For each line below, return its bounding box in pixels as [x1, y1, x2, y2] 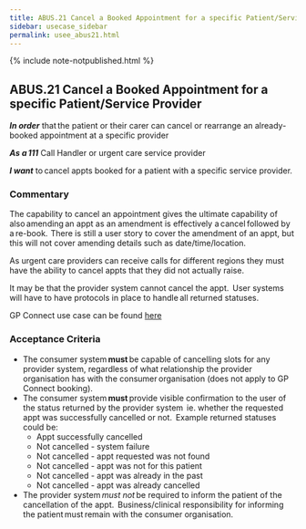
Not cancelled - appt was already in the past [36, 470, 203, 481]
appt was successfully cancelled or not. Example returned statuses [22, 411, 277, 422]
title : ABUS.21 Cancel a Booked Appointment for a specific [9, 13, 243, 23]
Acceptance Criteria [9, 333, 101, 346]
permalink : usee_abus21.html [9, 30, 120, 39]
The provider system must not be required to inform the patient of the [22, 489, 282, 500]
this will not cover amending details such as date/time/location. [9, 238, 247, 249]
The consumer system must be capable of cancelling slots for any [22, 353, 270, 365]
